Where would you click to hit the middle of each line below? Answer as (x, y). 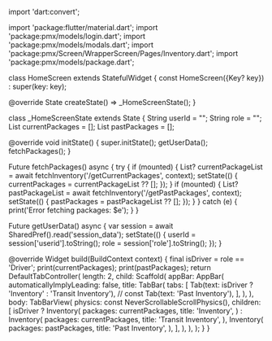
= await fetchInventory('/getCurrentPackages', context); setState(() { (123, 175)
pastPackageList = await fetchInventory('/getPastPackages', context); (125, 193)
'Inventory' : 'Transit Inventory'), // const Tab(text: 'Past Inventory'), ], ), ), (131, 293)
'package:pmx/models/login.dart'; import (77, 36)
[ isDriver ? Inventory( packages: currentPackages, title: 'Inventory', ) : (125, 311)
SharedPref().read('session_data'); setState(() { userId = (102, 234)
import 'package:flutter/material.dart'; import (83, 27)
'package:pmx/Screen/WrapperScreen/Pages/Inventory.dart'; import (123, 53)
